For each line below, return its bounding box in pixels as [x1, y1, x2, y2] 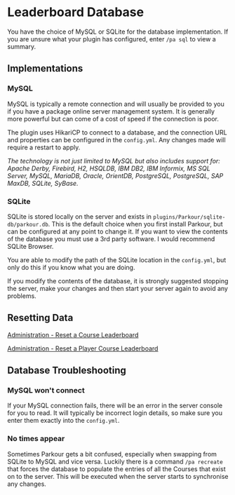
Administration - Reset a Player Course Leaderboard [7, 344, 159, 353]
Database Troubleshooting [7, 365, 126, 377]
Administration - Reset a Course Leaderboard [7, 330, 139, 339]
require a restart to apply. [7, 143, 81, 151]
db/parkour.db [7, 221, 49, 228]
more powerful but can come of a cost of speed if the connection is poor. [7, 114, 220, 123]
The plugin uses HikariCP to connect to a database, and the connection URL [7, 128, 227, 137]
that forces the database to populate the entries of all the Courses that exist [7, 464, 226, 473]
